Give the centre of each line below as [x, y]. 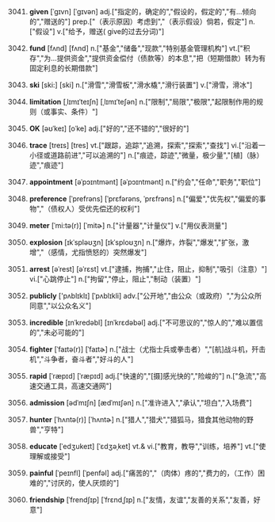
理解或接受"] [50, 456]
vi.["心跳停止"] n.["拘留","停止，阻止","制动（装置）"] [115, 279]
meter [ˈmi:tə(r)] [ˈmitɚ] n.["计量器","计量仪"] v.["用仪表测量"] [128, 225]
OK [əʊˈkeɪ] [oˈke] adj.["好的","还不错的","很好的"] [109, 128]
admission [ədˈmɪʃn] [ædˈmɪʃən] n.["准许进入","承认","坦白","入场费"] [141, 403]
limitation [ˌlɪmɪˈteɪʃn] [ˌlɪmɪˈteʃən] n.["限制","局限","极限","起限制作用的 [143, 102]
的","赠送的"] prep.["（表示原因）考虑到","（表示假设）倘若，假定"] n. [142, 21]
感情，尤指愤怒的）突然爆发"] [99, 252]
